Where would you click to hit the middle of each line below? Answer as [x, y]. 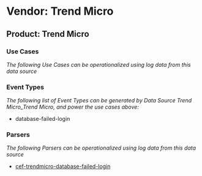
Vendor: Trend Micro [60, 11]
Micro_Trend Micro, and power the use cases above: [73, 107]
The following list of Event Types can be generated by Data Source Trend [99, 101]
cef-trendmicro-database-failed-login [63, 166]
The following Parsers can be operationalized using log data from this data [101, 148]
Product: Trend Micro [48, 34]
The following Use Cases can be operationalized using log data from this [99, 64]
